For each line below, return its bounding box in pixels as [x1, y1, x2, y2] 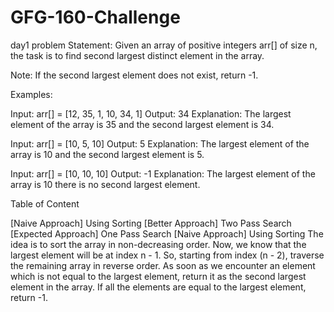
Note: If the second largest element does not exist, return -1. [10, 69, 259, 81]
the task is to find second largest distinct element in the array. [10, 49, 265, 61]
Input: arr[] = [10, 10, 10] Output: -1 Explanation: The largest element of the [10, 167, 316, 180]
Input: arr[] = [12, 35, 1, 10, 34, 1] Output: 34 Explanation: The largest [10, 107, 292, 120]
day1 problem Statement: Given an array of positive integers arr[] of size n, [10, 39, 318, 51]
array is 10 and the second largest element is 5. [10, 148, 205, 160]
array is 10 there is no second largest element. [10, 178, 201, 190]
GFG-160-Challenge [10, 6, 181, 29]
